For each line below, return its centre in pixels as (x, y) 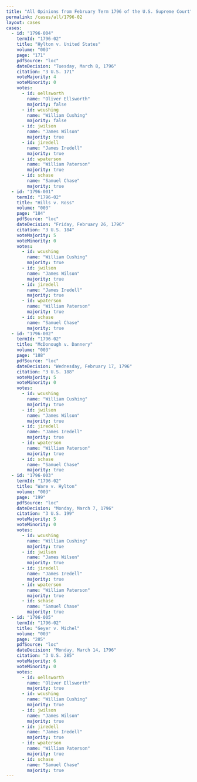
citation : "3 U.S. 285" (46, 656)
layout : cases (23, 22)
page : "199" (31, 497)
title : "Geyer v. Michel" (48, 628)
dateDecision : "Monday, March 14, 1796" (67, 650)
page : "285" (31, 639)
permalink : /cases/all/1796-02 (44, 17)
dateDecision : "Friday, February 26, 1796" (71, 224)
